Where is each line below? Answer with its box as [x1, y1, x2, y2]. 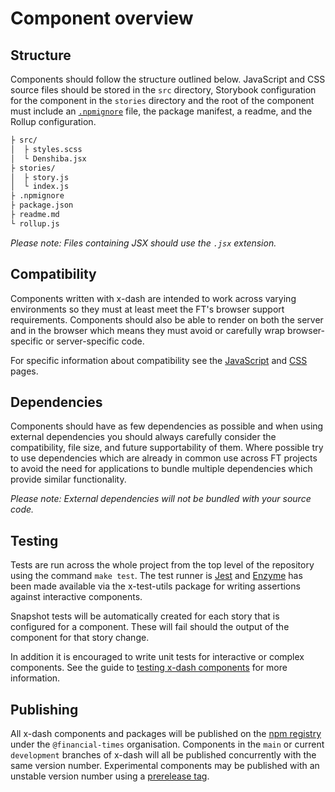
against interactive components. [10, 591, 143, 603]
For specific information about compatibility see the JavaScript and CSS [10, 354, 308, 366]
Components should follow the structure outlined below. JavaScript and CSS [10, 73, 326, 85]
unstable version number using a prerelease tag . [10, 770, 210, 782]
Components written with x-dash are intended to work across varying [10, 292, 297, 304]
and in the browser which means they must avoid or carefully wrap [10, 324, 286, 336]
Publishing [10, 701, 79, 718]
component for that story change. [10, 632, 150, 644]
